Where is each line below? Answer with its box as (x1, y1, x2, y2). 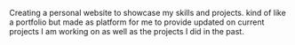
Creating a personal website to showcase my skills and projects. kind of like (9, 8, 286, 18)
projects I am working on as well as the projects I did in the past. (9, 26, 244, 36)
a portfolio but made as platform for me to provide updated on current (9, 17, 265, 27)
